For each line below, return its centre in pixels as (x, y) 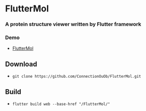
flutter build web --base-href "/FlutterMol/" (61, 104)
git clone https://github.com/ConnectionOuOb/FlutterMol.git (77, 77)
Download (21, 64)
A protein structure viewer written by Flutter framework (73, 24)
